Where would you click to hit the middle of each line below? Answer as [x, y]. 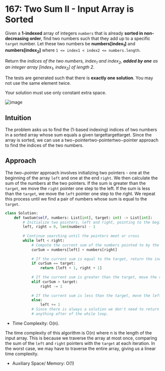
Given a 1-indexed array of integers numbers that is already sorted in [74, 33]
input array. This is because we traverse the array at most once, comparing [81, 338]
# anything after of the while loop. [70, 314]
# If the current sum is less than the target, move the [91, 296]
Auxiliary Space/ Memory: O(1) [43, 363]
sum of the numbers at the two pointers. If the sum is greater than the [75, 183]
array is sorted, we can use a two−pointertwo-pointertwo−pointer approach [82, 140]
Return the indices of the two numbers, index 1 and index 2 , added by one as [82, 61]
